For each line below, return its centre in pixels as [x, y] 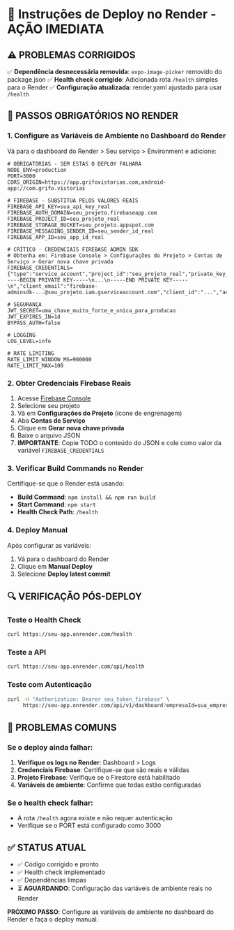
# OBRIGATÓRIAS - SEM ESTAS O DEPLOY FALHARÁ [74, 164]
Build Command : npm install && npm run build [86, 497]
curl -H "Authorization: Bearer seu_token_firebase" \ [88, 699]
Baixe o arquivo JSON [49, 435]
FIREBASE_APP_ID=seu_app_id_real [56, 237]
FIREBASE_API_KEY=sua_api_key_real [59, 206]
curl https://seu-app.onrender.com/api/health [76, 667]
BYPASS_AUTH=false [34, 323]
